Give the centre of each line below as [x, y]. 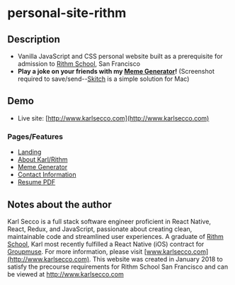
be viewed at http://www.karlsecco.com [65, 274]
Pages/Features [35, 136]
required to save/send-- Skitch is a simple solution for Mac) [103, 79]
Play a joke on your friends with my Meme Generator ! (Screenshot [116, 71]
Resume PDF [36, 182]
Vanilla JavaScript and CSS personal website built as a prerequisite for [120, 56]
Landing [29, 152]
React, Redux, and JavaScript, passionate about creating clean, [100, 229]
